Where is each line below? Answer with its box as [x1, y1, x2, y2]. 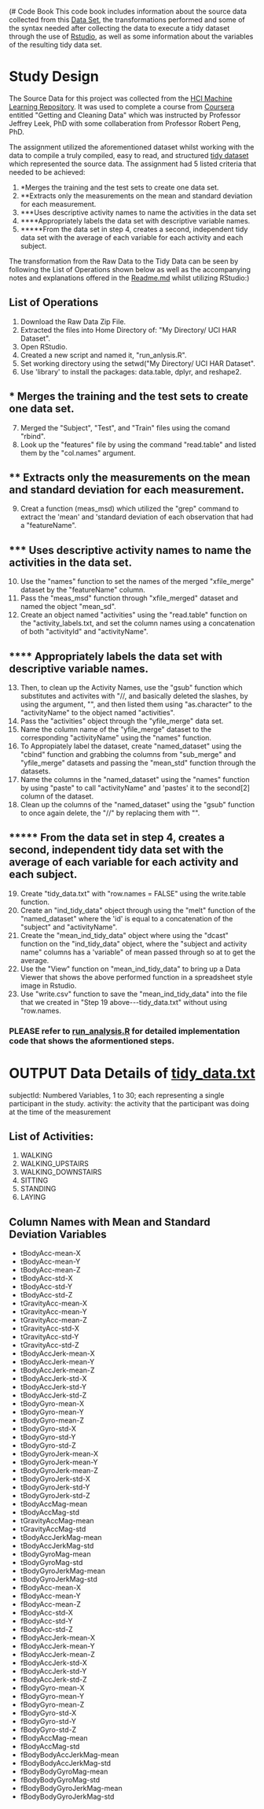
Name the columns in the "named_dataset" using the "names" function [20, 775, 250, 784]
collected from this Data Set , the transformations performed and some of [9, 15, 246, 24]
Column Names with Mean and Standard [9, 1215, 211, 1228]
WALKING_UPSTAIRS [20, 1159, 89, 1168]
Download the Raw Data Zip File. [20, 316, 126, 326]
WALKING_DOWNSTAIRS [20, 1168, 102, 1177]
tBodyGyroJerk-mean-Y [20, 1457, 98, 1467]
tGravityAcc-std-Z [20, 1341, 79, 1350]
